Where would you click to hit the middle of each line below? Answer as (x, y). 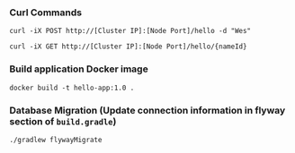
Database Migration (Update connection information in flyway (147, 110)
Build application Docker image (79, 69)
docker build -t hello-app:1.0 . (72, 88)
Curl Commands (46, 13)
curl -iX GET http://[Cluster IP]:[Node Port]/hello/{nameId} (128, 47)
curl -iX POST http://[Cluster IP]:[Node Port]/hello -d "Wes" (130, 31)
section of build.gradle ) (63, 121)
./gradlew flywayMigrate (56, 140)
